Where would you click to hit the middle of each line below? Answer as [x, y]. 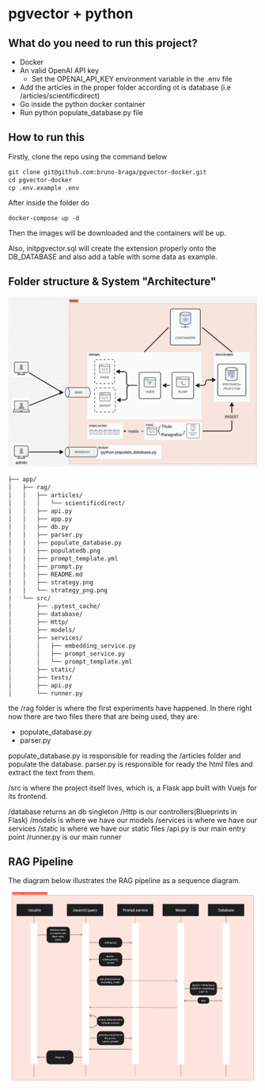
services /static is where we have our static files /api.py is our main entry [127, 828]
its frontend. [28, 796]
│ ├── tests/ [40, 677]
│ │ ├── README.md [45, 574]
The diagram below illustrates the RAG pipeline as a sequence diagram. [125, 881]
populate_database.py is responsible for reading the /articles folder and [125, 755]
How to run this [47, 138]
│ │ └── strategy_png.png [58, 590]
